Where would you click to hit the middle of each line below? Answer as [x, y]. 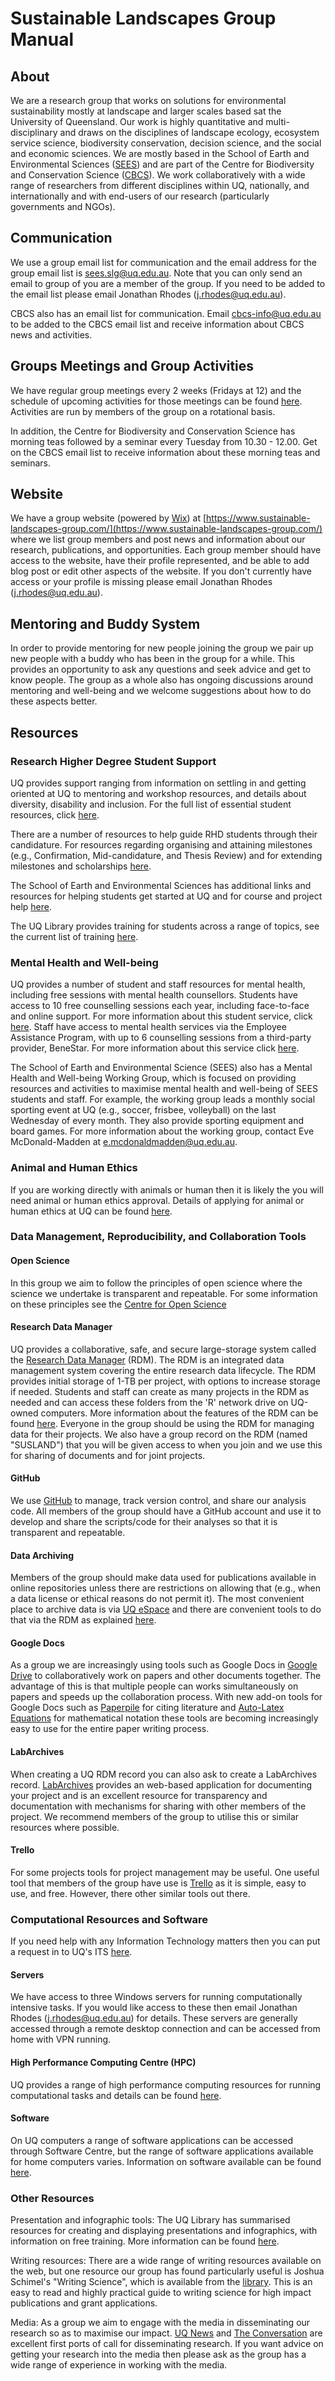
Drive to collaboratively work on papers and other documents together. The [166, 1676]
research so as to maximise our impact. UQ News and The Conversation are [166, 2333]
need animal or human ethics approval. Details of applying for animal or [157, 1200]
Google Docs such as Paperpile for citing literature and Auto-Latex [147, 1708]
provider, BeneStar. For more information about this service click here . [155, 1048]
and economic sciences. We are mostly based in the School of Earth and [160, 153]
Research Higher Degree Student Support [113, 761]
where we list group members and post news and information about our [158, 539]
